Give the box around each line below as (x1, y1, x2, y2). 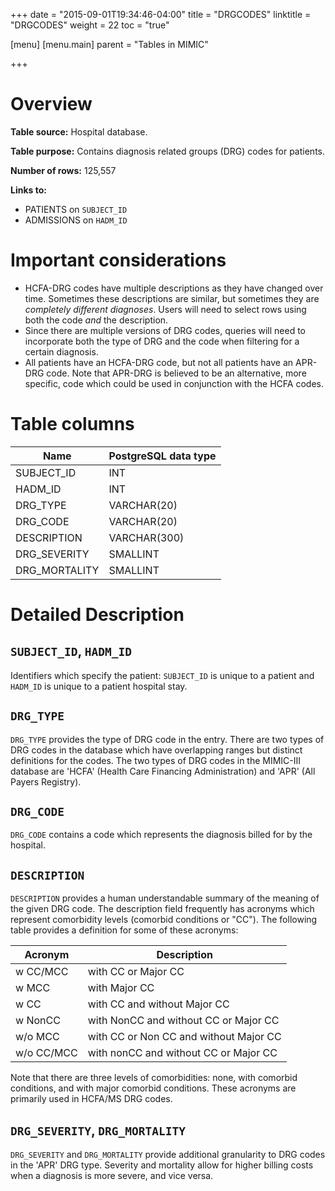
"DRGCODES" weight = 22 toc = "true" (10, 19, 170, 31)
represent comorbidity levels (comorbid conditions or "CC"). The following (10, 914, 318, 926)
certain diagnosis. (24, 345, 99, 358)
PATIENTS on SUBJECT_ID (24, 203, 128, 215)
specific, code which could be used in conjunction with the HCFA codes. (24, 377, 324, 389)
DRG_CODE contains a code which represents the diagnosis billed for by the (10, 829, 313, 841)
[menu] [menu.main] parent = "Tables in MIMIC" (10, 39, 209, 50)
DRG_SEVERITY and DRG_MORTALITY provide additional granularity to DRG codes (10, 1149, 326, 1161)
